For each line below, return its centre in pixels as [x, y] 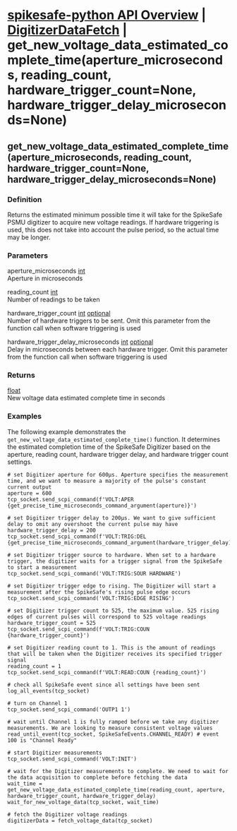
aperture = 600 [30, 493]
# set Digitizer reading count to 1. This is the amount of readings [112, 647]
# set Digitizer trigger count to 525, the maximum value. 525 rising [113, 611]
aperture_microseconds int [47, 271]
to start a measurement [42, 567]
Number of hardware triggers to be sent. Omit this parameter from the [109, 321]
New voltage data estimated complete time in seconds [86, 398]
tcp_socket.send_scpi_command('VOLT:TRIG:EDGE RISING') [91, 598]
